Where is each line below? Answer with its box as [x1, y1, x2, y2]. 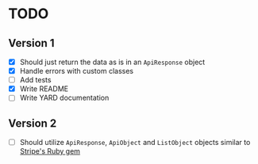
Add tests [19, 75, 52, 85]
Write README [19, 84, 69, 93]
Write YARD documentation [19, 93, 110, 103]
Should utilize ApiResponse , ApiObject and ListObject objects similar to [19, 138, 251, 147]
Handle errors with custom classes [19, 67, 133, 76]
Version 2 [8, 116, 57, 130]
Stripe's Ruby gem [19, 147, 81, 156]
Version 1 [8, 36, 55, 50]
